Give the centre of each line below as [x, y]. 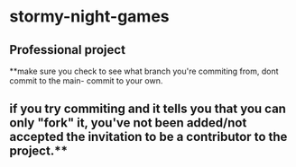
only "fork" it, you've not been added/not [128, 123]
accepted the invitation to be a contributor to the [148, 137]
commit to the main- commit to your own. [86, 81]
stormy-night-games [89, 17]
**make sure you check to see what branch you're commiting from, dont [144, 71]
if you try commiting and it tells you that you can [148, 109]
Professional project [68, 50]
